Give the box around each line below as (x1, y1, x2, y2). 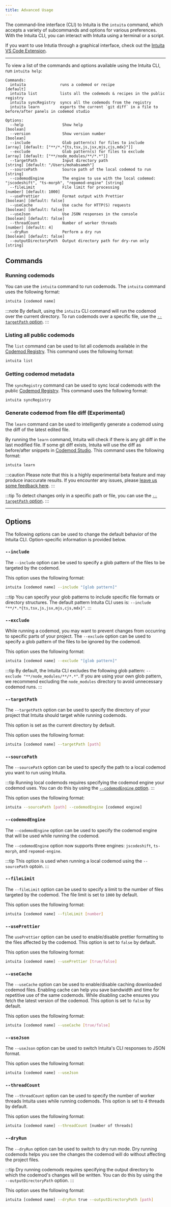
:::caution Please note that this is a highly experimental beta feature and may (5, 471, 166, 477)
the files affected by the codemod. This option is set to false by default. (5, 939, 156, 945)
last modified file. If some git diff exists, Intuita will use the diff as (5, 442, 141, 448)
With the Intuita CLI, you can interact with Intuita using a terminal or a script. (5, 32, 164, 38)
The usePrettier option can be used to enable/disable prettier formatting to (5, 934, 164, 940)
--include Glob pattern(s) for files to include (10, 140, 145, 145)
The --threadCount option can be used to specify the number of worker (5, 1093, 155, 1099)
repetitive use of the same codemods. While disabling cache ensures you (5, 992, 159, 998)
